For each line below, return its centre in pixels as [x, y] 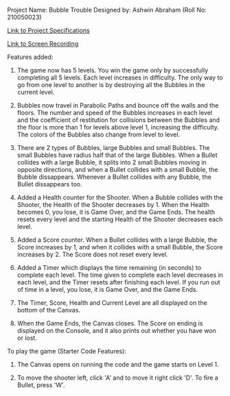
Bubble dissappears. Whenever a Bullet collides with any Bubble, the [114, 177]
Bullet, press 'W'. [41, 385]
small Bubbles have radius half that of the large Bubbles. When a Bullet [117, 155]
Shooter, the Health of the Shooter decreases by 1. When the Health [113, 205]
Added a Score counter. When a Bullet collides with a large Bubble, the [117, 240]
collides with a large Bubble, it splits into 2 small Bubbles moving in [112, 162]
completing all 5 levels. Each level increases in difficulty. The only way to [120, 77]
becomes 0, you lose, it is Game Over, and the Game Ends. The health [116, 212]
